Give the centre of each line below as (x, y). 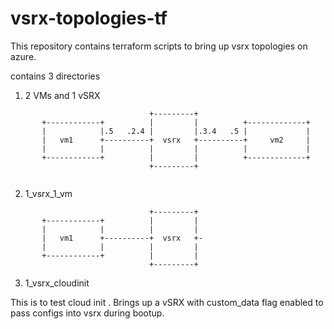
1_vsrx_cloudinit (57, 283)
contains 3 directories (55, 76)
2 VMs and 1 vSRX (62, 95)
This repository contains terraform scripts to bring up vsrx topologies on (159, 46)
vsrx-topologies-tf (89, 18)
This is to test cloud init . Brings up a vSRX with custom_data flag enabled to (167, 302)
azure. (23, 56)
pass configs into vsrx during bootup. (87, 313)
